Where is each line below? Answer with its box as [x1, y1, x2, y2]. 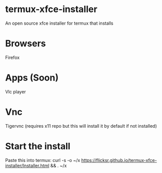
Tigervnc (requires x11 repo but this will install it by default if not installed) [5, 123, 157, 129]
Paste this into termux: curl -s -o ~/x [5, 157, 80, 163]
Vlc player [5, 89, 26, 95]
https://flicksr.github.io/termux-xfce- [81, 157, 157, 163]
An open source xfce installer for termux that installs [5, 20, 114, 26]
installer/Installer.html [5, 162, 50, 168]
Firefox [5, 54, 20, 60]
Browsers [5, 38, 46, 49]
